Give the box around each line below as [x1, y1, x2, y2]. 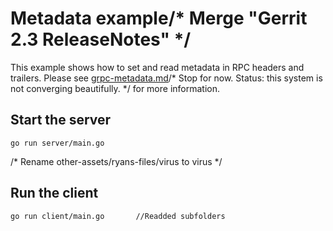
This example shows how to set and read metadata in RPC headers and [10, 61, 305, 73]
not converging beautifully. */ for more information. [10, 82, 221, 94]
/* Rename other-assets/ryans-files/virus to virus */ [10, 155, 223, 167]
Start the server [10, 112, 112, 129]
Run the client [10, 185, 99, 202]
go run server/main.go [10, 138, 105, 148]
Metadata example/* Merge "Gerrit [10, 7, 308, 30]
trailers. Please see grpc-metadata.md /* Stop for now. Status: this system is [10, 72, 323, 84]
